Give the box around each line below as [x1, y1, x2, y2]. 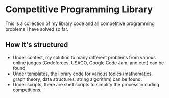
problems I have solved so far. [5, 26, 69, 32]
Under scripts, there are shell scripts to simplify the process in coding [12, 81, 160, 87]
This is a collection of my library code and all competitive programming [5, 20, 155, 27]
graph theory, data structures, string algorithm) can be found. [12, 76, 142, 82]
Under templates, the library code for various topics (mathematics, [12, 70, 153, 77]
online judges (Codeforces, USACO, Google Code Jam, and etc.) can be [12, 60, 164, 66]
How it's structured [5, 41, 68, 50]
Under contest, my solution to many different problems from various [12, 54, 156, 60]
